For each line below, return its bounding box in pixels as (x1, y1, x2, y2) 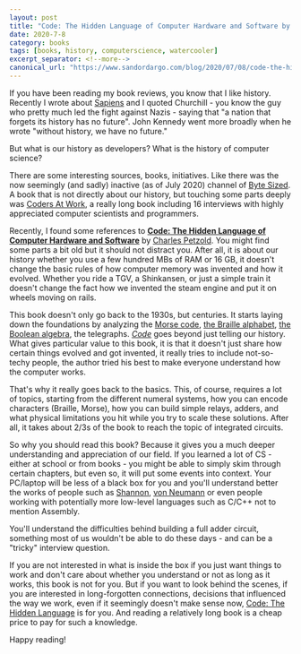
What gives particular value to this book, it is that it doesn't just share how (9, 338, 282, 349)
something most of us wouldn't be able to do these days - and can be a (9, 532, 273, 543)
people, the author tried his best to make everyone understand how (31, 357, 280, 367)
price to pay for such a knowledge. (9, 616, 138, 627)
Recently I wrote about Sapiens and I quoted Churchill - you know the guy (9, 97, 282, 108)
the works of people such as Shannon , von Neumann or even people (9, 486, 262, 497)
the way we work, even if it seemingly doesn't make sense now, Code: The (9, 598, 285, 608)
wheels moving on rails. (9, 292, 97, 303)
